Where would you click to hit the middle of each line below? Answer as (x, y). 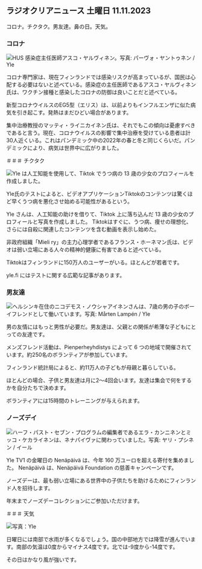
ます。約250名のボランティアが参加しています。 (71, 355)
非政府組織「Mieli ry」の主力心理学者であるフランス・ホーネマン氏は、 (94, 242)
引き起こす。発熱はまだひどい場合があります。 (74, 113)
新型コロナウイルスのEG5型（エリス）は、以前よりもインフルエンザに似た (99, 105)
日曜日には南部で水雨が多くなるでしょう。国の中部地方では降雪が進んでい (99, 539)
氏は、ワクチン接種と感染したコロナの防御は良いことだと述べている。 (93, 92)
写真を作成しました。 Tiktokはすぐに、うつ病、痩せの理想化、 (115, 222)
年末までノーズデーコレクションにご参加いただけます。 (74, 501)
